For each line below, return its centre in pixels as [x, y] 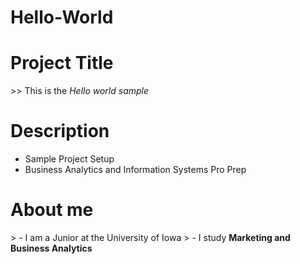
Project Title [62, 63]
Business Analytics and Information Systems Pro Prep [135, 170]
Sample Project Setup [69, 159]
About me [52, 210]
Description [60, 131]
